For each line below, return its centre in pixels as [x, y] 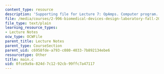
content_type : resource [29, 9]
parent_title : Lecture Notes [35, 41]
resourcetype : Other [26, 55]
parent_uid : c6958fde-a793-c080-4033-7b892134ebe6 [58, 50]
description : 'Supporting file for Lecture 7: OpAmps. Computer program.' [83, 14]
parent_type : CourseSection [34, 46]
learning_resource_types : [31, 28]
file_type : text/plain [28, 23]
